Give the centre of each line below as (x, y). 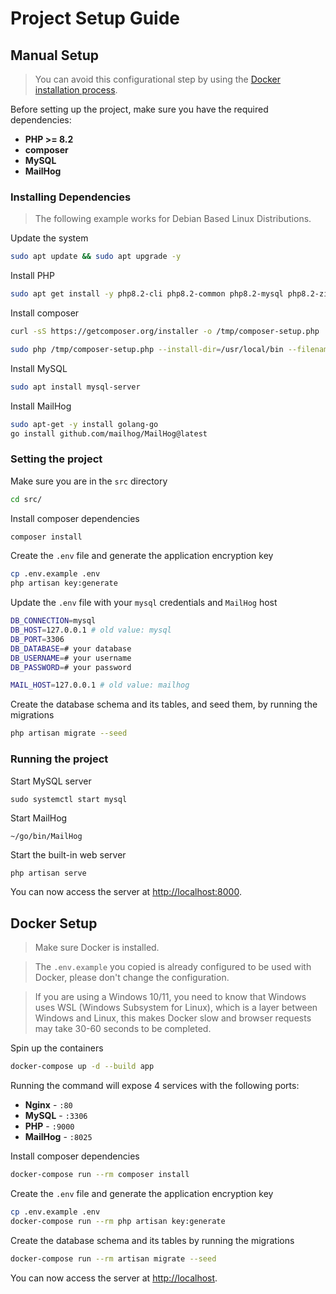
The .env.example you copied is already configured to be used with (173, 967)
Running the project (59, 759)
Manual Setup (55, 55)
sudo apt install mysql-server (75, 387)
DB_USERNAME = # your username (71, 658)
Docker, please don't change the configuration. (132, 978)
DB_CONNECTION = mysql (53, 621)
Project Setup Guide (95, 18)
